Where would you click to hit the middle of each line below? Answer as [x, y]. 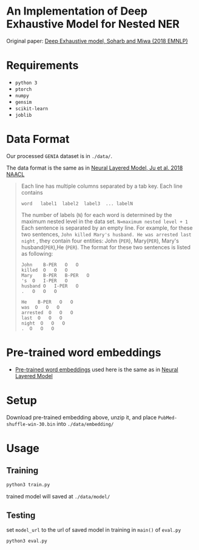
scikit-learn [32, 108]
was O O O [40, 307]
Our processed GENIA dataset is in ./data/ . [59, 156]
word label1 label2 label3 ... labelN [77, 204]
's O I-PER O [44, 281]
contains [32, 192]
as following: [37, 253]
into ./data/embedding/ [85, 424]
